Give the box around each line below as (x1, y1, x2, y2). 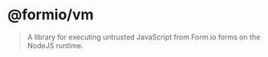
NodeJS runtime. (26, 40, 83, 50)
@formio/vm (7, 6, 94, 24)
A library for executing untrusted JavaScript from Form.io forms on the (26, 32, 261, 42)
